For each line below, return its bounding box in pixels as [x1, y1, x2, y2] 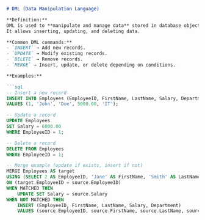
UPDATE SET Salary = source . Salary [17, 191, 108, 197]
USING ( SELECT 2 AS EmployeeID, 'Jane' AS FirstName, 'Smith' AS [6, 174, 176, 180]
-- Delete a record [6, 140, 56, 146]
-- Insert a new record [6, 89, 67, 96]
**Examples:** [6, 73, 43, 79]
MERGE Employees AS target [6, 168, 75, 174]
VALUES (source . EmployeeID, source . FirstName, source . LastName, [17, 208, 184, 214]
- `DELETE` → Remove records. [6, 56, 84, 62]
